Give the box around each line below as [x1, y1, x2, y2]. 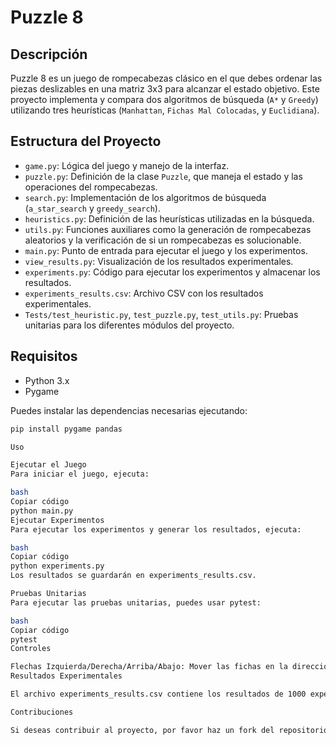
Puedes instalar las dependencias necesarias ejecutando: [10, 404, 248, 416]
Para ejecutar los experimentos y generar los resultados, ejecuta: [10, 524, 302, 535]
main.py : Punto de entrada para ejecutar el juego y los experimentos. [24, 244, 308, 256]
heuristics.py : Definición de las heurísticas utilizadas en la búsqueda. [24, 212, 315, 225]
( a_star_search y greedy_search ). [24, 202, 161, 214]
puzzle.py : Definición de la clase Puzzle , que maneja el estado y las [24, 170, 303, 182]
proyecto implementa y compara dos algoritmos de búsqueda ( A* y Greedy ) [10, 94, 319, 105]
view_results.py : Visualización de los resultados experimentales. [24, 255, 294, 267]
